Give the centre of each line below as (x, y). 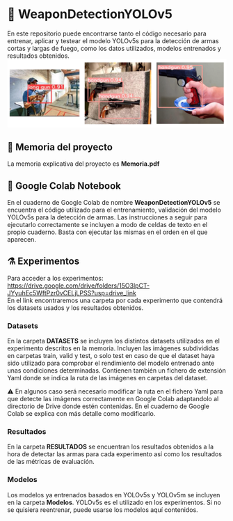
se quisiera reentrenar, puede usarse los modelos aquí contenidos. (103, 510)
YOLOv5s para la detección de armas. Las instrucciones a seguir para (107, 217)
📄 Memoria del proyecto (60, 147)
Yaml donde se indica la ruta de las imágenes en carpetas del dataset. (107, 378)
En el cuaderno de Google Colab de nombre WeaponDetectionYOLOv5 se (114, 203)
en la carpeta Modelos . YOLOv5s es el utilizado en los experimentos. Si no (114, 502)
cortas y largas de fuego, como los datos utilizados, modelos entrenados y (114, 48)
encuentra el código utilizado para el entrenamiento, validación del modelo (114, 210)
